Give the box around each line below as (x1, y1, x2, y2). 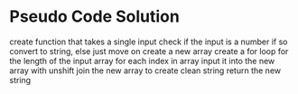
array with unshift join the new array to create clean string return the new (9, 65, 282, 76)
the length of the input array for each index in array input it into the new (9, 55, 275, 66)
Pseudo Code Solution (9, 6, 181, 27)
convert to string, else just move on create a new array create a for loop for (9, 45, 289, 56)
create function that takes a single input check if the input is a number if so (9, 36, 288, 47)
